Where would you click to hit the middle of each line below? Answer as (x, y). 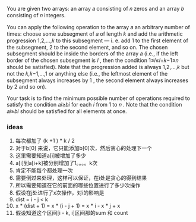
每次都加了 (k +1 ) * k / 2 (45, 141)
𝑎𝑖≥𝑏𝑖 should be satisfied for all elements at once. (67, 111)
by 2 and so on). (27, 87)
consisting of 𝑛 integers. (36, 15)
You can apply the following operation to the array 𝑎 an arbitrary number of (99, 27)
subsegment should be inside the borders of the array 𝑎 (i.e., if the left (93, 54)
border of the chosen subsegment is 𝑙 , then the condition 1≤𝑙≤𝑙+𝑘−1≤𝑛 (93, 60)
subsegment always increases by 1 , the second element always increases (98, 80)
